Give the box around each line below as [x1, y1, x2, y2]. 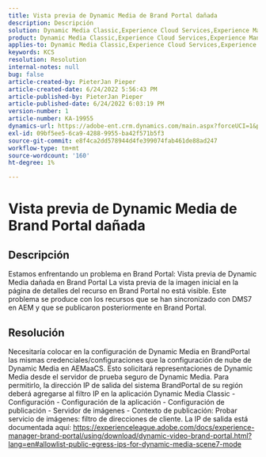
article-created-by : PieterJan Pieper [8, 78, 136, 86]
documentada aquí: [8, 422, 71, 432]
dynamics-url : [8, 122, 55, 130]
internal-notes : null [8, 63, 80, 71]
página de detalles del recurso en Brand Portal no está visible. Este [8, 286, 227, 295]
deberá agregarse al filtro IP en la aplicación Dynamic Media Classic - [8, 389, 236, 398]
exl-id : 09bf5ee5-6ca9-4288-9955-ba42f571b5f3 [8, 129, 165, 137]
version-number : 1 [8, 108, 69, 116]
